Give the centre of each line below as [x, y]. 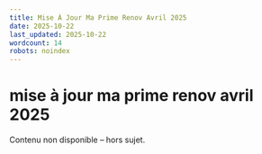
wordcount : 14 [36, 43]
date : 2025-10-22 [42, 26]
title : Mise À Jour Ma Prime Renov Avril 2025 [98, 18]
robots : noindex [40, 51]
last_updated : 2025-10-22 [58, 34]
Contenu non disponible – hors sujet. [77, 140]
